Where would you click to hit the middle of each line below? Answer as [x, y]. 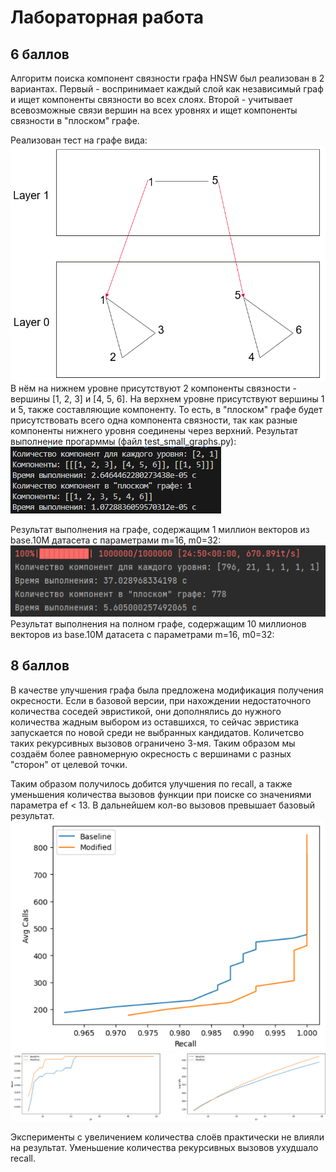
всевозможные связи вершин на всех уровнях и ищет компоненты [154, 110]
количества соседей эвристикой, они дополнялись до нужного [146, 711]
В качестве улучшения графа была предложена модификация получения [167, 690]
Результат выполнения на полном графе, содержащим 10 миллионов [158, 623]
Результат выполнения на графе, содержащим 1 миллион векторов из [160, 529]
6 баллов [40, 54]
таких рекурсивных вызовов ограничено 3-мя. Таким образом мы [153, 743]
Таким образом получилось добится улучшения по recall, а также [151, 783]
